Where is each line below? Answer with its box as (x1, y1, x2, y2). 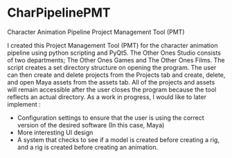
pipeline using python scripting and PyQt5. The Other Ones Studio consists (7, 49, 222, 57)
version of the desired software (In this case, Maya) (17, 121, 165, 129)
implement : (7, 100, 42, 108)
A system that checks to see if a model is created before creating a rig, (17, 135, 220, 143)
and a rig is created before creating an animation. (17, 143, 158, 151)
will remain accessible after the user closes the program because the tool (7, 85, 217, 94)
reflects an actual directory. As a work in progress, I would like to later (7, 92, 206, 101)
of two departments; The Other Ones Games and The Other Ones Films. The (7, 55, 225, 64)
